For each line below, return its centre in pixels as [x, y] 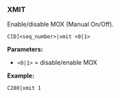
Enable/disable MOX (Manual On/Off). [61, 24]
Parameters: [25, 50]
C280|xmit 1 [24, 88]
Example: [21, 76]
